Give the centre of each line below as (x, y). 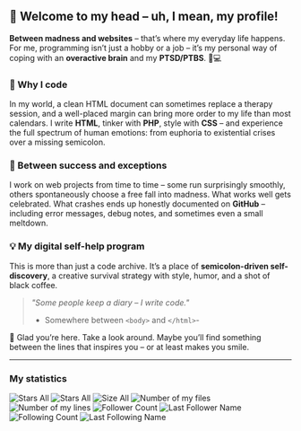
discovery (28, 276)
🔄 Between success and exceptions (88, 165)
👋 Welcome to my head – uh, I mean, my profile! (144, 17)
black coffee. (34, 285)
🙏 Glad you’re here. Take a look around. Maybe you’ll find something (135, 337)
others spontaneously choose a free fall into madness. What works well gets (150, 195)
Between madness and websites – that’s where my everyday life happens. (147, 38)
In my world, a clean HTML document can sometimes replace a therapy (141, 104)
